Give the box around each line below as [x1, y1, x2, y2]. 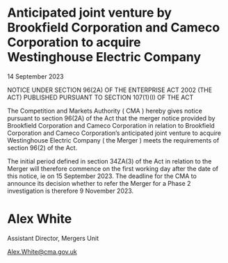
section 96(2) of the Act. [7, 143, 78, 152]
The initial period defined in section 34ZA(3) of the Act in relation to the [7, 157, 212, 165]
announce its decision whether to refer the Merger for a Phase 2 [7, 179, 191, 187]
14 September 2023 [7, 72, 64, 81]
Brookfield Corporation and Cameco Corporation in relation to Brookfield [7, 121, 215, 129]
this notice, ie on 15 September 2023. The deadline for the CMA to [7, 172, 197, 180]
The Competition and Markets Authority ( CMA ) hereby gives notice [7, 106, 203, 115]
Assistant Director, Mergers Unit [7, 234, 99, 242]
